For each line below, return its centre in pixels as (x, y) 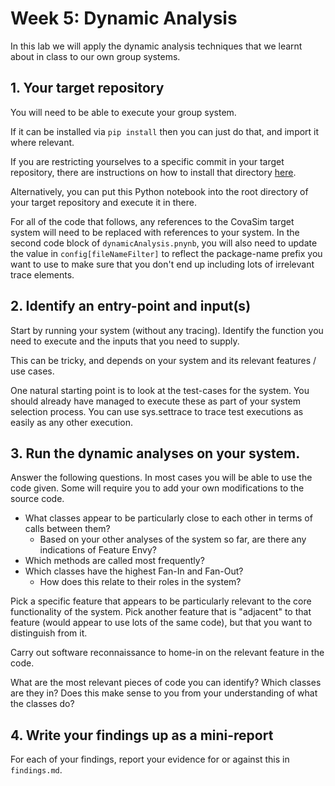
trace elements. (42, 274)
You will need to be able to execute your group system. (123, 112)
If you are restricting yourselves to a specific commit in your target (147, 161)
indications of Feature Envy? (98, 550)
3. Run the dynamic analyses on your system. (155, 453)
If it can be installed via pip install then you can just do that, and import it (165, 131)
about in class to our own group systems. (95, 56)
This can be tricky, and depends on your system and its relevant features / (163, 360)
